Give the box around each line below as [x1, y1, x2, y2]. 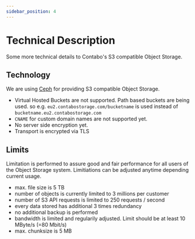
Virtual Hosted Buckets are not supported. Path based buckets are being [14, 97, 190, 104]
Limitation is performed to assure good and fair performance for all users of [6, 160, 189, 167]
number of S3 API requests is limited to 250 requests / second [14, 196, 165, 203]
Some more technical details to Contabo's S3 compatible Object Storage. [6, 53, 183, 60]
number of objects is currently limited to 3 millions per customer [14, 190, 170, 198]
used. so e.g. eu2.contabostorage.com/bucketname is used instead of [14, 103, 179, 110]
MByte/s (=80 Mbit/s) [14, 221, 67, 228]
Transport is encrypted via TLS [14, 128, 90, 135]
